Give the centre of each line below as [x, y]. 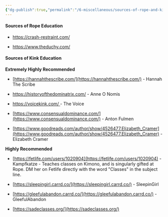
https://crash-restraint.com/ [41, 37]
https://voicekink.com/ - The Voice [48, 104]
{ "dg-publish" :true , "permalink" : [40, 10]
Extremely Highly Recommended [40, 69]
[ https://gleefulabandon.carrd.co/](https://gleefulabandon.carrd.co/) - [85, 194]
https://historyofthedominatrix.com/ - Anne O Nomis [66, 94]
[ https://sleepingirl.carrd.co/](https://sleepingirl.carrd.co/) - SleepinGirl [85, 184]
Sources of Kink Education [33, 58]
